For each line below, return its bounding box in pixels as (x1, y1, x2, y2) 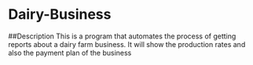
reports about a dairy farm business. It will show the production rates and (8, 39, 246, 49)
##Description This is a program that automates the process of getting (8, 31, 236, 41)
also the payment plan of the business (8, 48, 132, 57)
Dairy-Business (8, 5, 112, 23)
